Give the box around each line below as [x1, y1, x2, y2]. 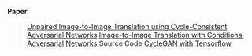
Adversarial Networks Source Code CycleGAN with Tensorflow [26, 39, 232, 48]
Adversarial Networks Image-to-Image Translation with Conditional [26, 31, 245, 39]
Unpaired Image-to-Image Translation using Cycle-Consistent [26, 22, 228, 31]
